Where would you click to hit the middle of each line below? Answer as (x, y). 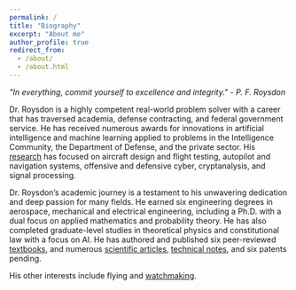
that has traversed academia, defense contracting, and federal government (146, 118)
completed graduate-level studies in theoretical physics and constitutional (144, 230)
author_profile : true (49, 42)
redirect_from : (37, 51)
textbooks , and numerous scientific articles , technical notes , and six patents (148, 248)
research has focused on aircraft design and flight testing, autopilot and (140, 156)
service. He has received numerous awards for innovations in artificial (136, 128)
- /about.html (43, 67)
